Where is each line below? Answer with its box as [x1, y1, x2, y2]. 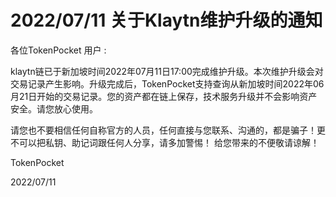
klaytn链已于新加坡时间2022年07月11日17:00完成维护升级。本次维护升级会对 [10, 65, 324, 77]
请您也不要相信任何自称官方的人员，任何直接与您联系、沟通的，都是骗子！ [10, 124, 317, 136]
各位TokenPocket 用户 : [10, 44, 107, 56]
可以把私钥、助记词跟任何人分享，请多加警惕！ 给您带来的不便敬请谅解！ [18, 136, 320, 148]
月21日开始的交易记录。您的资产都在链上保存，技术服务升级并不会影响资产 [10, 90, 318, 102]
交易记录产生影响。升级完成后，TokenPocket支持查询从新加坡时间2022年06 [10, 77, 325, 90]
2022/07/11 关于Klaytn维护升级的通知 [10, 9, 323, 32]
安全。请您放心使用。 [10, 102, 98, 115]
